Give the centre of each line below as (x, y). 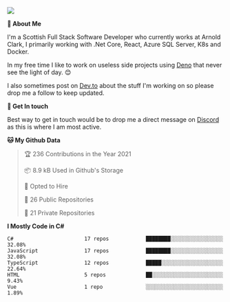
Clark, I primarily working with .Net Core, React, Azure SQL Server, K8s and (114, 44)
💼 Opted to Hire (46, 186)
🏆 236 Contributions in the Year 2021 (78, 154)
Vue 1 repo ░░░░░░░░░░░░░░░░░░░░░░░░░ (115, 287)
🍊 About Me (24, 24)
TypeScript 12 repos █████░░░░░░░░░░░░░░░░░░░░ (115, 263)
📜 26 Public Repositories (59, 199)
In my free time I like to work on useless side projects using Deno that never (115, 65)
